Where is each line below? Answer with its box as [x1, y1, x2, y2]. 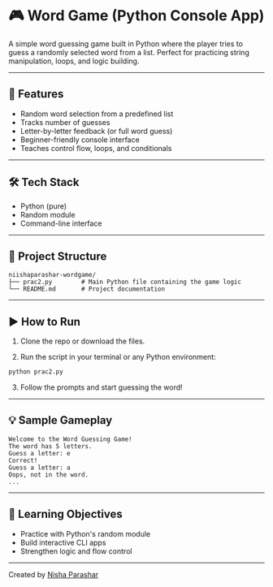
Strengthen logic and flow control [19, 546, 132, 556]
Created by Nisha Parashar [8, 569, 99, 579]
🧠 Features [8, 87, 64, 101]
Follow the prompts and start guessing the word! [19, 382, 183, 392]
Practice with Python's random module [19, 529, 151, 538]
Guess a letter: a [8, 464, 71, 472]
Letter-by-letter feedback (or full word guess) [19, 126, 173, 136]
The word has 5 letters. [8, 442, 93, 451]
